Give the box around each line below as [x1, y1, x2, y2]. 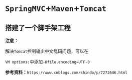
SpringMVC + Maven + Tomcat [5, 2, 107, 14]
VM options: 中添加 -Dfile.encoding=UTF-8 [5, 59, 90, 65]
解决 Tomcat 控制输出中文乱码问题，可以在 [5, 48, 89, 54]
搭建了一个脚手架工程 [5, 23, 71, 32]
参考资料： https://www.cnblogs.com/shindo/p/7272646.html [5, 70, 128, 75]
